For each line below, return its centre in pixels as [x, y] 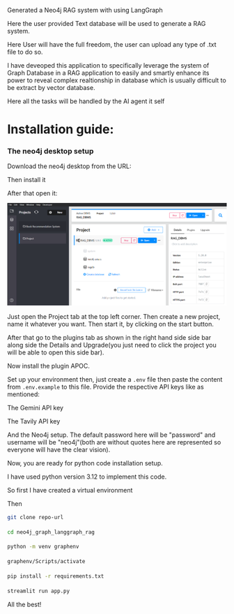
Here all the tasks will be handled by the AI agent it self [86, 101]
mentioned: [24, 394]
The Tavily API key [34, 421]
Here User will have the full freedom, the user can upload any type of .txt [112, 44]
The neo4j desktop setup [50, 151]
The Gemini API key [36, 407]
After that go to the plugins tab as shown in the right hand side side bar [109, 337]
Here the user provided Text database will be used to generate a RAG [107, 23]
